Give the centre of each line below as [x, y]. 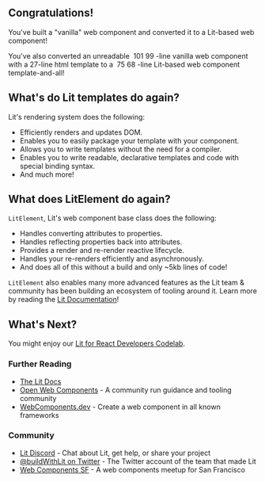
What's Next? [43, 324]
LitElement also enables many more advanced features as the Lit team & [127, 283]
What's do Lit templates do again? [94, 98]
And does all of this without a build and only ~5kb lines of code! [123, 267]
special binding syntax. [57, 166]
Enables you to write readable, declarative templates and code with [129, 157]
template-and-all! [36, 73]
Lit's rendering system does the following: [76, 117]
